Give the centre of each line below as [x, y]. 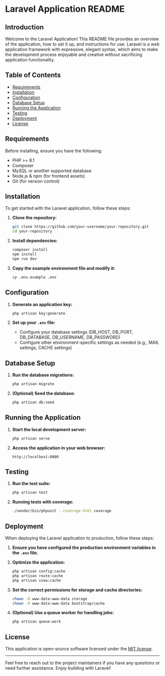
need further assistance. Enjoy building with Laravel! [58, 668]
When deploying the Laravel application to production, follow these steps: [80, 538]
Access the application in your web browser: [59, 448]
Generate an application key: [42, 304]
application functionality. [30, 60]
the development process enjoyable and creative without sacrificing [74, 54]
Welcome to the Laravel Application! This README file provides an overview [82, 39]
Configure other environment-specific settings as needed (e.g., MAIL [89, 342]
